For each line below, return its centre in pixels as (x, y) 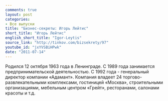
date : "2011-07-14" (26, 52)
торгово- (132, 77)
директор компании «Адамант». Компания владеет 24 (63, 77)
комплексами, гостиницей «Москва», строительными (105, 82)
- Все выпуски (20, 24)
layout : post (19, 15)
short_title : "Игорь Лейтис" (36, 33)
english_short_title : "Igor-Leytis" (43, 38)
